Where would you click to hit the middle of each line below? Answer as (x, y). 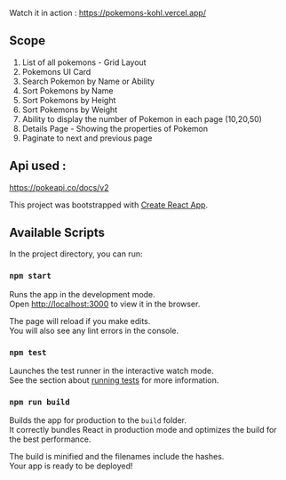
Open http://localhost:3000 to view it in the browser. (105, 304)
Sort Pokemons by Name (68, 90)
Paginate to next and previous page (87, 138)
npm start (30, 276)
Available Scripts (57, 233)
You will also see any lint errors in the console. (94, 330)
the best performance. (50, 439)
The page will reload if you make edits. (80, 321)
